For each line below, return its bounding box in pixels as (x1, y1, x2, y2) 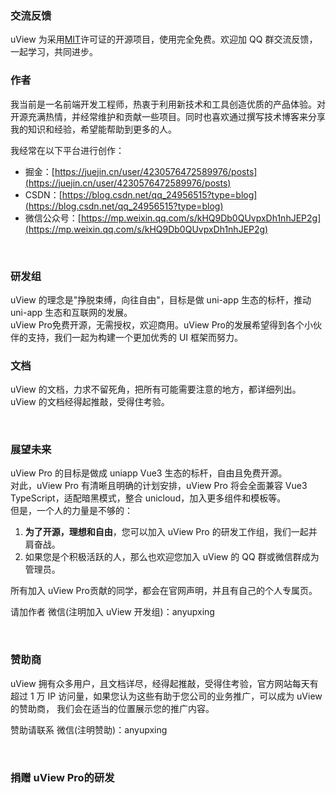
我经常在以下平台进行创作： (10, 144, 125, 156)
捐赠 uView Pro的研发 (10, 770, 115, 784)
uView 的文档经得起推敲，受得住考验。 (10, 396, 170, 408)
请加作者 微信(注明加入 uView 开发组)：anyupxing (10, 606, 215, 618)
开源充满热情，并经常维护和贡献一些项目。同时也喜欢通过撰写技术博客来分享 (10, 110, 326, 122)
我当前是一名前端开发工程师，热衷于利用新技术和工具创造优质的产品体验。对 (10, 98, 326, 110)
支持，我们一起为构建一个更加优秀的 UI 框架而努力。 (27, 331, 244, 343)
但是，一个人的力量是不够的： (10, 505, 133, 517)
